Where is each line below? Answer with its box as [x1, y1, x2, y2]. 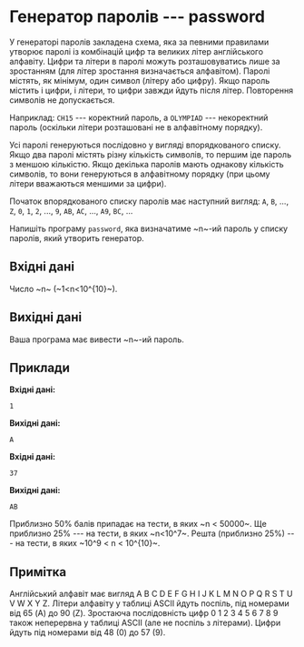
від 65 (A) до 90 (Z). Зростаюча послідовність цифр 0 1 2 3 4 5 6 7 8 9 [9, 608, 279, 619]
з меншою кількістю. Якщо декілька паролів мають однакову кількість [9, 158, 284, 169]
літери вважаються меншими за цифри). [9, 177, 167, 188]
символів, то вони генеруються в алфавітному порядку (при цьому [9, 168, 270, 179]
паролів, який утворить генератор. [9, 232, 144, 243]
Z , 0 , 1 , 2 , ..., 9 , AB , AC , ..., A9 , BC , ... [9, 205, 133, 216]
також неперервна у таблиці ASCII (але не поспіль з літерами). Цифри [9, 617, 281, 629]
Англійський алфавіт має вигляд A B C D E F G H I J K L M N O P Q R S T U [9, 589, 293, 600]
